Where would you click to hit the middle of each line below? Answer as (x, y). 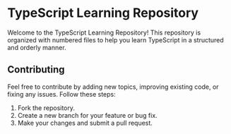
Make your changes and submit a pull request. (85, 123)
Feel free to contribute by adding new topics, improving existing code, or (113, 87)
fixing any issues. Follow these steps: (62, 94)
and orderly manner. (37, 47)
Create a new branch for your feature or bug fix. (87, 115)
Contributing (36, 69)
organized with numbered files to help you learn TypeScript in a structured (115, 39)
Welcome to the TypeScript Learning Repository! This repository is (104, 32)
